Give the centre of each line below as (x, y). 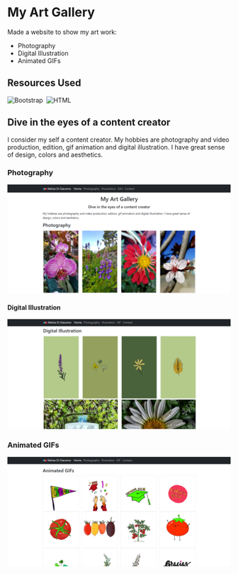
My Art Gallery (51, 12)
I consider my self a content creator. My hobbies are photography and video (118, 140)
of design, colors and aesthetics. (55, 154)
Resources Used (44, 83)
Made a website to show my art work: (62, 32)
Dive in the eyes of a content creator (89, 122)
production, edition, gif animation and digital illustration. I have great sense (116, 147)
